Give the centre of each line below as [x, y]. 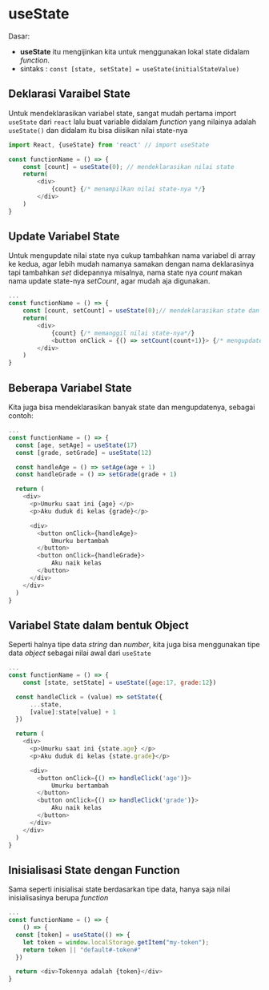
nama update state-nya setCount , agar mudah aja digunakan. [109, 281]
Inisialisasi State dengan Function [94, 870]
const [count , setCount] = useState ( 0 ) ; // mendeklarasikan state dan [141, 311]
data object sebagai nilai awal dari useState [80, 653]
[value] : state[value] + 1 [72, 712]
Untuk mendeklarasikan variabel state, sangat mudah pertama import [122, 113]
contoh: [21, 416]
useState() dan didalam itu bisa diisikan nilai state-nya [98, 130]
